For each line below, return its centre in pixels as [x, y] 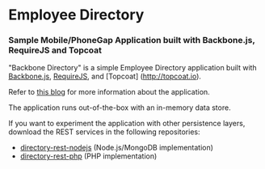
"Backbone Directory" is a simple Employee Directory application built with [132, 68]
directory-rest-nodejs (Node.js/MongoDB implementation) [117, 148]
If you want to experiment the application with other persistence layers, [127, 124]
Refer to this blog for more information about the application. [109, 92]
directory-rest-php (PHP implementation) [88, 156]
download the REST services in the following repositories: [104, 132]
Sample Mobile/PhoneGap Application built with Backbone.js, [132, 40]
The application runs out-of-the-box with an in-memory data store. [120, 108]
